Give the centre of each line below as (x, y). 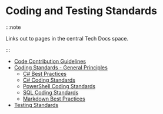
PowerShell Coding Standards (59, 86)
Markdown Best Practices (54, 99)
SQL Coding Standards (51, 92)
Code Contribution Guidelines (50, 61)
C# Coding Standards (49, 80)
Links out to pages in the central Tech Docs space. (67, 38)
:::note (13, 27)
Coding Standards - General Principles (61, 67)
